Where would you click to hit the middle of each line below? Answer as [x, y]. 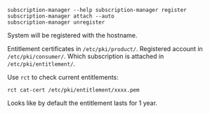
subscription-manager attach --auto [61, 16]
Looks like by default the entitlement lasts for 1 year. [83, 103]
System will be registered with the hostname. [73, 35]
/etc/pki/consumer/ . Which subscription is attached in [86, 56]
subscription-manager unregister [56, 22]
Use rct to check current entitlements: [63, 77]
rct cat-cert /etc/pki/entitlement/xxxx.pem [73, 90]
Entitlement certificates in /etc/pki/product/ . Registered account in [105, 49]
